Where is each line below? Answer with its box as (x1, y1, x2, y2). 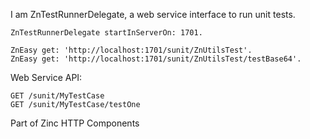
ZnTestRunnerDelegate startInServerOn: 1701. (10, 28, 203, 38)
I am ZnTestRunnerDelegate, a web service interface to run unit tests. (10, 9, 296, 20)
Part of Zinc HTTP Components (10, 117, 140, 129)
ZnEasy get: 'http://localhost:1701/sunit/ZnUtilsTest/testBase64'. (10, 54, 302, 64)
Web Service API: (10, 72, 83, 83)
